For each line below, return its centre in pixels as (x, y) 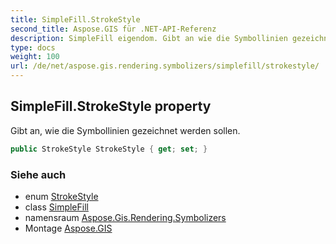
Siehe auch (38, 174)
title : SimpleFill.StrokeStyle (75, 19)
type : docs (33, 47)
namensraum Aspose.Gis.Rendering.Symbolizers (125, 217)
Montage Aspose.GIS (68, 228)
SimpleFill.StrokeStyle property (111, 106)
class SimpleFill (56, 207)
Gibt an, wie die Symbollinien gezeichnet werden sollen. (125, 130)
